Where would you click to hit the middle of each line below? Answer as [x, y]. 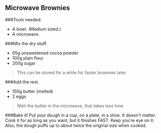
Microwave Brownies [37, 8]
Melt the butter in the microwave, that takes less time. [71, 105]
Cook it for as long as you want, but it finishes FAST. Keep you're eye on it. [80, 120]
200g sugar [24, 63]
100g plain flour [28, 58]
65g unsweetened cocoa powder [45, 53]
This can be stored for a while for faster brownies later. [72, 73]
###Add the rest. [22, 82]
